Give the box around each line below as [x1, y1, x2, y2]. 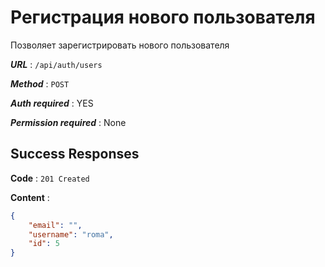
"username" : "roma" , [28, 229, 114, 240]
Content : [10, 191, 50, 203]
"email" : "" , [28, 220, 83, 230]
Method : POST [10, 77, 70, 90]
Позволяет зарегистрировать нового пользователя [10, 39, 230, 51]
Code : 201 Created [10, 172, 90, 184]
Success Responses [10, 146, 140, 163]
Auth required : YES [10, 97, 94, 109]
